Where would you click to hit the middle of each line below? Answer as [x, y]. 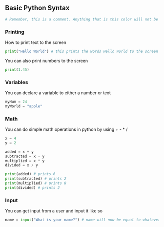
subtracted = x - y [25, 156]
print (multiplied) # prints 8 [36, 183]
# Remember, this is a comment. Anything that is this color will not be [82, 19]
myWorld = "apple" [24, 106]
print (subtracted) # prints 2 [36, 179]
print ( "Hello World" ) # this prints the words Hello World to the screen [82, 51]
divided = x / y [21, 165]
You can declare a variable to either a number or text [58, 93]
